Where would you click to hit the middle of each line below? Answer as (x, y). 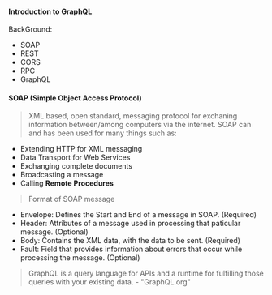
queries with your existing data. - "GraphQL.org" (109, 282)
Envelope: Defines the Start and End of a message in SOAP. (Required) (138, 215)
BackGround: (30, 29)
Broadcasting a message (62, 175)
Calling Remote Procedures (67, 183)
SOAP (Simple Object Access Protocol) (75, 98)
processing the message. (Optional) (80, 258)
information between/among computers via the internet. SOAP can (140, 125)
